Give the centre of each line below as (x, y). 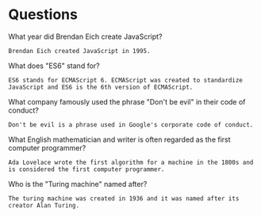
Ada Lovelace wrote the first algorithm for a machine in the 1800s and (131, 162)
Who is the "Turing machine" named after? (78, 184)
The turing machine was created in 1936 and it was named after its (124, 198)
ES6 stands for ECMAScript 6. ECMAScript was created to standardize (126, 80)
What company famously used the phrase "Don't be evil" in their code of (127, 101)
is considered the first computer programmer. (86, 169)
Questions (43, 15)
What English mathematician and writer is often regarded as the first (120, 139)
